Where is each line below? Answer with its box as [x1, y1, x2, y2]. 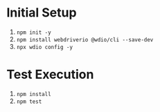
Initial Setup [6, 5, 77, 21]
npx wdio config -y [16, 44, 73, 50]
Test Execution [6, 67, 94, 82]
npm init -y [16, 29, 51, 36]
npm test [16, 98, 42, 105]
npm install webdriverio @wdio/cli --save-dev [16, 36, 154, 43]
